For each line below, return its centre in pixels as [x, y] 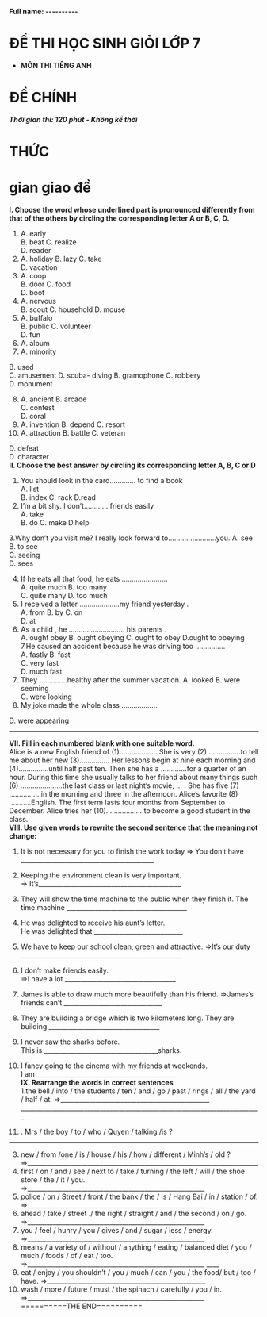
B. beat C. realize [49, 242]
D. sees [21, 563]
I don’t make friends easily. [65, 970]
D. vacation [39, 267]
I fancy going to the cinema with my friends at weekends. [114, 1066]
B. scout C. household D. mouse [73, 309]
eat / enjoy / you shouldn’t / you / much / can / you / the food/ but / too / [138, 1272]
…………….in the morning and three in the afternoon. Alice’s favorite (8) [124, 794]
